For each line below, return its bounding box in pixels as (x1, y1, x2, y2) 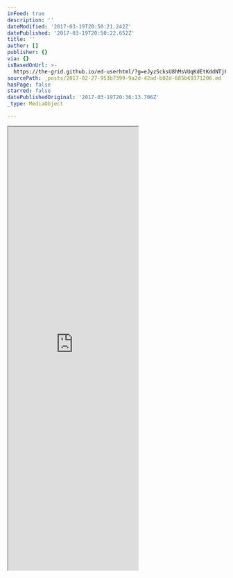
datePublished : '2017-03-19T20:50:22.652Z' (7, 29, 135, 37)
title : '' (7, 36, 36, 43)
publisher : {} (7, 49, 49, 56)
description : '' (7, 17, 54, 24)
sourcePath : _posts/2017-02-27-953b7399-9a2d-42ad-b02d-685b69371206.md (7, 74, 222, 82)
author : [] (7, 42, 39, 49)
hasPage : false (7, 81, 51, 88)
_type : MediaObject (7, 100, 64, 107)
